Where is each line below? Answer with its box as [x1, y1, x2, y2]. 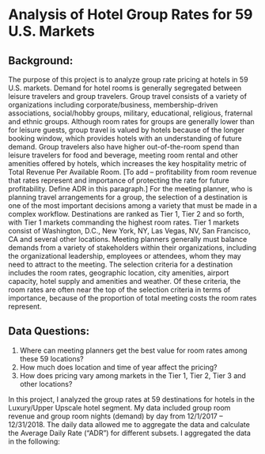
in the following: [8, 437, 61, 446]
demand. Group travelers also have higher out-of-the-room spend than [8, 142, 240, 151]
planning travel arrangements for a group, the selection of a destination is [8, 192, 248, 202]
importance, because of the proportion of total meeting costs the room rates [8, 293, 257, 302]
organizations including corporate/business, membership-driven [8, 100, 218, 109]
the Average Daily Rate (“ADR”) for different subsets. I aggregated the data [8, 428, 251, 437]
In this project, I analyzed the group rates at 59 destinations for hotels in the [8, 394, 256, 404]
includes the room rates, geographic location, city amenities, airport [8, 268, 229, 278]
